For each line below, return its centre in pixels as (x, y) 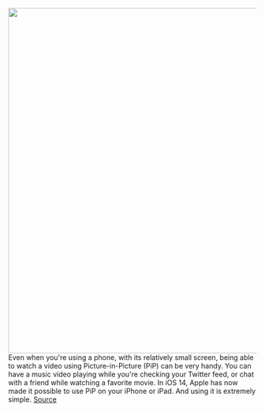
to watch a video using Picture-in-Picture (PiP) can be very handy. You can (130, 366)
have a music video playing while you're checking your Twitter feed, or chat (131, 374)
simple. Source (32, 399)
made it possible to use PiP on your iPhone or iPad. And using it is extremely (132, 391)
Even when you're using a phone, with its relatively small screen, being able (131, 358)
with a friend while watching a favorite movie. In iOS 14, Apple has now (123, 382)
